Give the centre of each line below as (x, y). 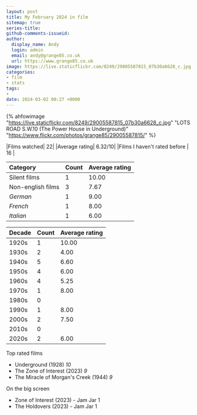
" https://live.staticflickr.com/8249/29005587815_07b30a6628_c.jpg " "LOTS (98, 122)
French (19, 206)
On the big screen (28, 388)
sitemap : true (24, 22)
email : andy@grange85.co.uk (46, 55)
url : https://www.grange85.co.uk (52, 61)
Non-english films (35, 187)
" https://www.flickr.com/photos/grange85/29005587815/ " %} (81, 135)
